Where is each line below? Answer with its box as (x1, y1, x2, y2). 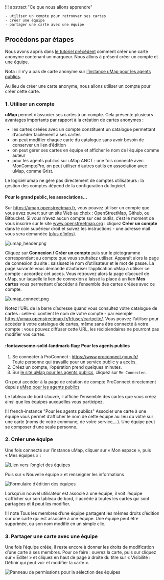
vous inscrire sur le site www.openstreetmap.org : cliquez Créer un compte (5, 221, 158, 227)
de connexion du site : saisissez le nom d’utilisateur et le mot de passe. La (5, 260, 154, 266)
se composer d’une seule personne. (5, 424, 78, 429)
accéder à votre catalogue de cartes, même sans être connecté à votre (5, 321, 148, 327)
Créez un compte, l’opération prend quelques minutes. (12, 364, 122, 370)
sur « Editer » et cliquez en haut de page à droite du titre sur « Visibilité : (5, 555, 151, 560)
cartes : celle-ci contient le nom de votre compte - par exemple (5, 311, 133, 317)
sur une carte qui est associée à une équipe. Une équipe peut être (5, 515, 139, 521)
